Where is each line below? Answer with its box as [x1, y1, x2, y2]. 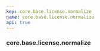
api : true [6, 19, 31, 25]
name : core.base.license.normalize [6, 14, 95, 20]
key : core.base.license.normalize [6, 8, 92, 15]
